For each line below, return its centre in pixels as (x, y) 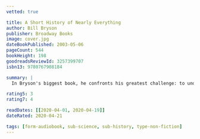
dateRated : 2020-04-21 (34, 116)
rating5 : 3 (20, 94)
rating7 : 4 (20, 100)
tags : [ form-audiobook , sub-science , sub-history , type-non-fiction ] (94, 126)
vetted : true (22, 12)
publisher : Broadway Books (40, 33)
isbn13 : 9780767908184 (34, 67)
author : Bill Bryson (32, 28)
